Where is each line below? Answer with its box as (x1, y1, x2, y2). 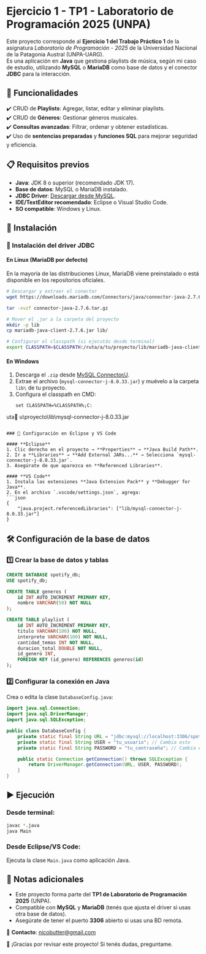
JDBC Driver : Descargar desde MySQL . (15, 192, 116, 199)
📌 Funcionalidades (6, 88, 78, 99)
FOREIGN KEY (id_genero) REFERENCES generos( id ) (17, 657, 144, 663)
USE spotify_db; (6, 578, 48, 584)
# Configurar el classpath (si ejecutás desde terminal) (6, 338, 155, 345)
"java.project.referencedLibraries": (17, 506, 114, 512)
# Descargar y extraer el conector (6, 288, 97, 295)
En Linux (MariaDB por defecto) (6, 256, 88, 264)
